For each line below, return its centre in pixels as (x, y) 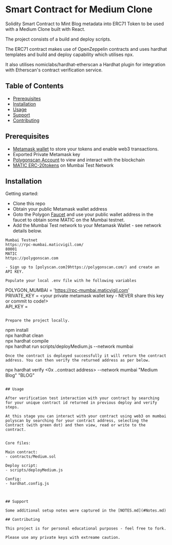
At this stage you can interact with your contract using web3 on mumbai (86, 416)
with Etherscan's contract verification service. (54, 70)
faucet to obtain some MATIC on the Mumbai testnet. (69, 220)
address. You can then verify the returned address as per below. (78, 361)
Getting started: (22, 194)
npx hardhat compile (27, 341)
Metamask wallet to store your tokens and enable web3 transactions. (86, 149)
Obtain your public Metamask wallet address (60, 209)
